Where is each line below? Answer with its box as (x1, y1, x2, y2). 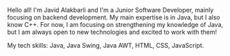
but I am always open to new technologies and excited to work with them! (7, 28, 217, 36)
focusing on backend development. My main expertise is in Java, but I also (7, 13, 220, 21)
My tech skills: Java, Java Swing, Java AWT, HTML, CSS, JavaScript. (7, 41, 204, 49)
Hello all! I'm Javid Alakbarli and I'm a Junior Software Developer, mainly (7, 6, 214, 14)
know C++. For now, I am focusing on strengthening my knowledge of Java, (7, 21, 224, 28)
